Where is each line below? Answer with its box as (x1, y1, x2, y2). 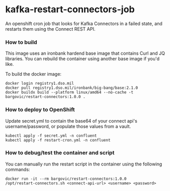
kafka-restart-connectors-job (5, 4, 135, 15)
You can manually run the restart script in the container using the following (5, 161, 162, 167)
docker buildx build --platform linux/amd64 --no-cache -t (5, 90, 134, 95)
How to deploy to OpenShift (5, 106, 75, 113)
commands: (5, 166, 31, 172)
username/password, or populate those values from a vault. (5, 123, 131, 129)
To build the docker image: (5, 71, 62, 77)
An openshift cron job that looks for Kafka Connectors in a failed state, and (5, 20, 162, 27)
